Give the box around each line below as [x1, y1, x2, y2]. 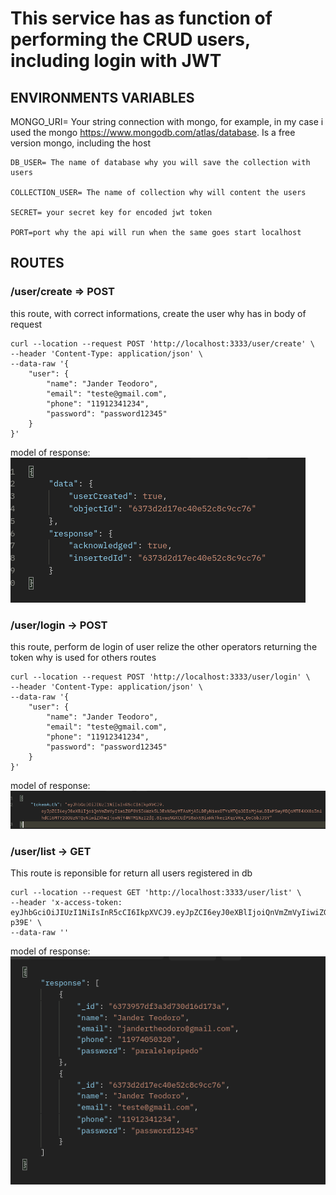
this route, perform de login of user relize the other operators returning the [10, 640, 318, 652]
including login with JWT [10, 50, 222, 72]
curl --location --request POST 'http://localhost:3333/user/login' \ [10, 672, 311, 682]
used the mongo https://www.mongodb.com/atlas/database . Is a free [10, 127, 296, 138]
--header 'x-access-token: [10, 898, 123, 908]
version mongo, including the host [10, 137, 151, 149]
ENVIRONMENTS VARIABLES [10, 89, 195, 106]
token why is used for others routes [10, 651, 157, 663]
